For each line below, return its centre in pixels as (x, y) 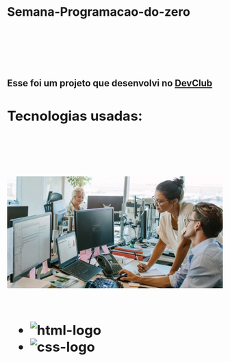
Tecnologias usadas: (75, 116)
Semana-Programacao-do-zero (99, 12)
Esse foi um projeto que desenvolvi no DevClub (110, 83)
